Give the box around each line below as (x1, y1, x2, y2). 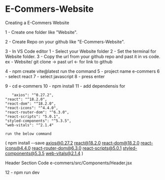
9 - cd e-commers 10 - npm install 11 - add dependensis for (5, 83, 126, 89)
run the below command (5, 131, 52, 136)
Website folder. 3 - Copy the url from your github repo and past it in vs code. (5, 53, 161, 60)
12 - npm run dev (5, 169, 40, 175)
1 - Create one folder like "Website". (5, 29, 78, 35)
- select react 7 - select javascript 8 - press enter (5, 73, 105, 79)
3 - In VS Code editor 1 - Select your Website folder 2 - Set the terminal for (5, 48, 157, 54)
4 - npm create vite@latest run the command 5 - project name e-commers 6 (5, 68, 160, 74)
